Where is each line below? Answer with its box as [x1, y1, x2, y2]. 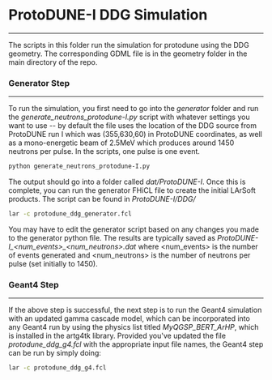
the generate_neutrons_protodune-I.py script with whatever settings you [8, 112, 250, 122]
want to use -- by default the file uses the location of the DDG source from [8, 121, 257, 130]
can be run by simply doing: [8, 348, 101, 358]
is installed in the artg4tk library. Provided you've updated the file [8, 331, 227, 341]
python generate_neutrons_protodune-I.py [8, 162, 151, 171]
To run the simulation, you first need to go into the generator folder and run [8, 104, 259, 113]
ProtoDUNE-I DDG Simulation [8, 6, 208, 24]
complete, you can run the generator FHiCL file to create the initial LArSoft [8, 186, 257, 195]
